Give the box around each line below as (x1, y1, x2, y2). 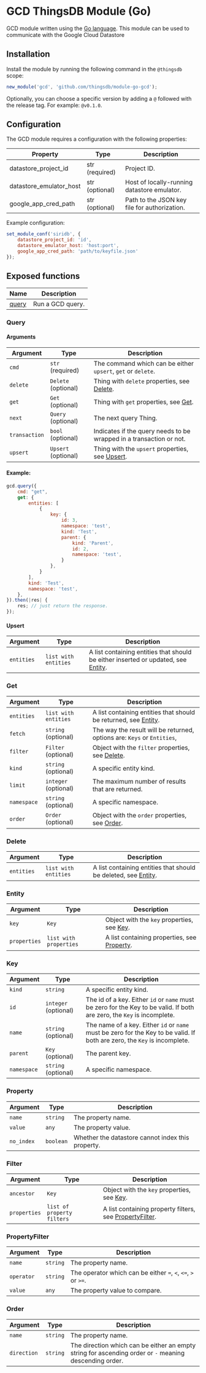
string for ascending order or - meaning (70, 1348, 185, 1357)
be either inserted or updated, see (88, 656, 187, 664)
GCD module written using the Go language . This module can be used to (6, 25, 190, 32)
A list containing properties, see (105, 933, 197, 942)
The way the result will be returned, (92, 725, 194, 734)
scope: (6, 72, 24, 79)
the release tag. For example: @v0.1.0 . (6, 101, 102, 109)
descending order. (70, 1356, 124, 1365)
